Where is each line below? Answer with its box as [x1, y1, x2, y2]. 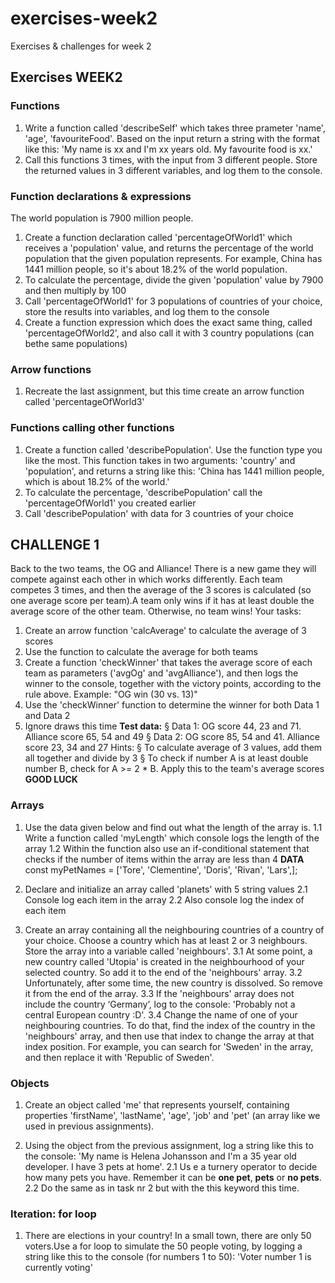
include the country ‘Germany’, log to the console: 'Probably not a [24, 998, 296, 1010]
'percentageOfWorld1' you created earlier [24, 497, 197, 509]
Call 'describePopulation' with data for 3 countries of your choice [24, 507, 294, 519]
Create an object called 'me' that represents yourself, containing [24, 1098, 290, 1111]
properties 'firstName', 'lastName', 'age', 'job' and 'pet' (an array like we [24, 1109, 321, 1121]
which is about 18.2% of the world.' [24, 475, 170, 487]
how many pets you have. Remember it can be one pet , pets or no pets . [24, 1171, 322, 1183]
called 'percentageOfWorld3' [24, 396, 145, 408]
